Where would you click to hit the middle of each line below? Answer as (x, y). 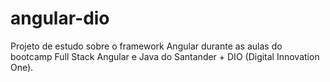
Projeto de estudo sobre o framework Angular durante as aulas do (146, 46)
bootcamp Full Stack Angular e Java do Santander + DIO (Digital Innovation (165, 56)
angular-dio (60, 18)
